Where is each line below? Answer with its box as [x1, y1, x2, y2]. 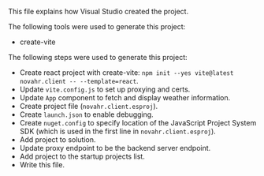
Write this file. [19, 160, 65, 169]
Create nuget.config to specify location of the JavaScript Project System [19, 118, 257, 127]
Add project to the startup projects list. [19, 152, 146, 161]
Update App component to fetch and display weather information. [19, 93, 231, 102]
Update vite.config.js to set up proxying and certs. [19, 84, 191, 94]
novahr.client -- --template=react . [19, 77, 139, 85]
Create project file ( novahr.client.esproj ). [19, 102, 158, 110]
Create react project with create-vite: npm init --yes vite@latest [19, 68, 234, 77]
